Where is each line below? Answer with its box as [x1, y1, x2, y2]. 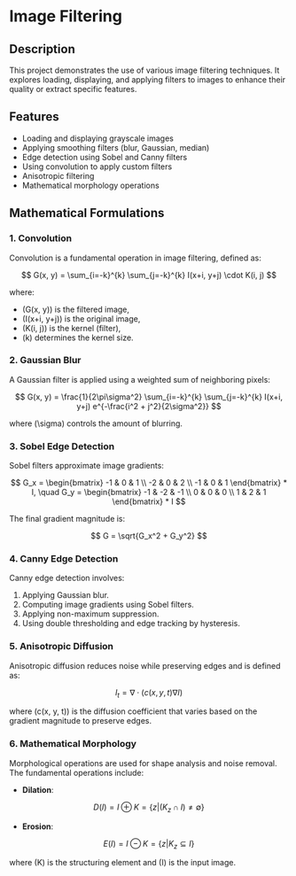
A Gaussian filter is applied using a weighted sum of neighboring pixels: [9, 374, 270, 384]
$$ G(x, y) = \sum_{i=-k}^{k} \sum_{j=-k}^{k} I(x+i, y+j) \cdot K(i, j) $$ [20, 269, 277, 280]
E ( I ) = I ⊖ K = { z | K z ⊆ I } [103, 838, 195, 851]
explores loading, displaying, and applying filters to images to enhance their [9, 74, 286, 85]
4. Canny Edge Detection [9, 553, 119, 565]
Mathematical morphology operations [21, 180, 160, 190]
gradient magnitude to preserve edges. [9, 716, 152, 726]
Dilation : [21, 784, 54, 795]
